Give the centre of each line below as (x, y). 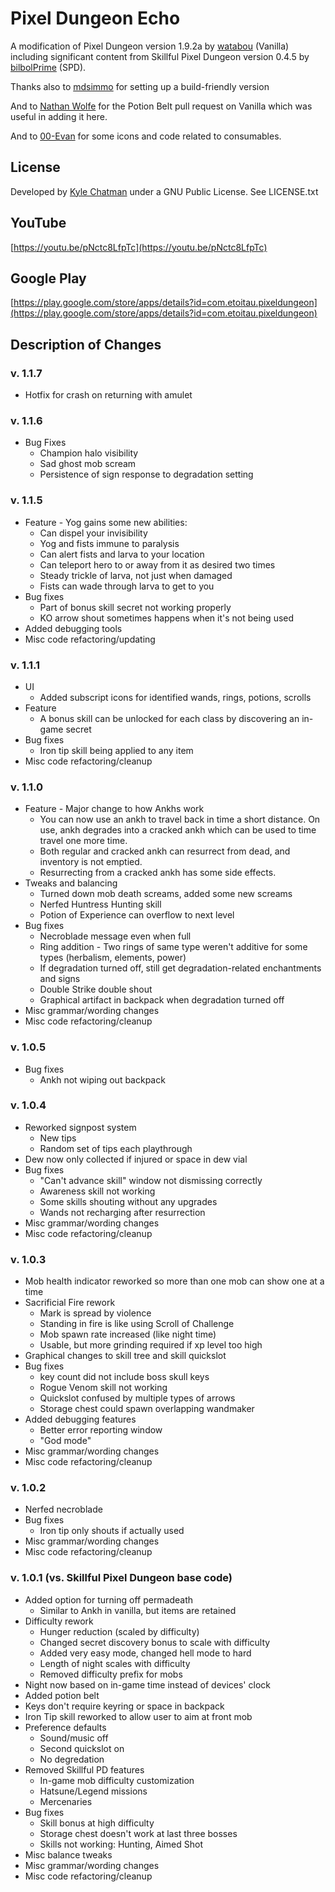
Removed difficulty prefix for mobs (111, 1674)
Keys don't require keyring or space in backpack (124, 1706)
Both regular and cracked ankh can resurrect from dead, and (165, 851)
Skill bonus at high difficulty (97, 1823)
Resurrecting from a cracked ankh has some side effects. (158, 873)
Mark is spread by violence (95, 1313)
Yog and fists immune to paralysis (109, 543)
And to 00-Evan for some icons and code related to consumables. (146, 136)
